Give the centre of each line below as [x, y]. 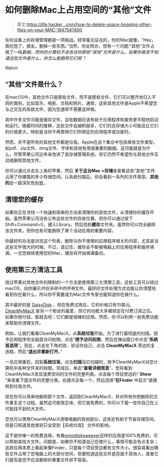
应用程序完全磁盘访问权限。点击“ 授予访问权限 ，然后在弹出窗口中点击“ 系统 [83, 340]
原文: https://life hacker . [41, 24]
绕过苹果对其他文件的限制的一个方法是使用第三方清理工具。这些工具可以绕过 [82, 282]
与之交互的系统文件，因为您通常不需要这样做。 [52, 109]
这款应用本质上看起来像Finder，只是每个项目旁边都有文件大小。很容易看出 [80, 448]
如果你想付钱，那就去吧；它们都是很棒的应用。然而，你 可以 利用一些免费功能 [82, 317]
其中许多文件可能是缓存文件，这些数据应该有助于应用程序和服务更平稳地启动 [82, 119]
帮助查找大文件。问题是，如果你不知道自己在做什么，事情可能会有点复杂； [84, 442]
